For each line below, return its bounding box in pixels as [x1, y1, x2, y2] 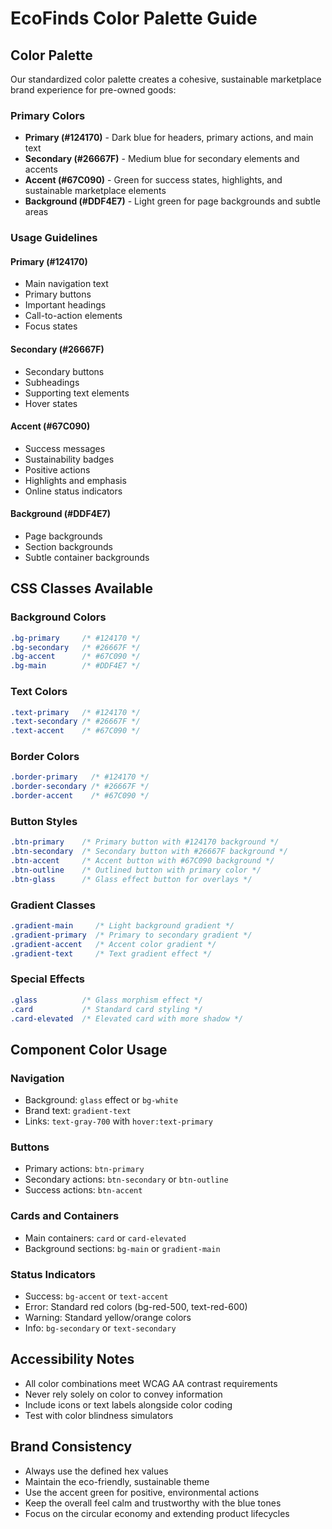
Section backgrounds [24, 541, 113, 553]
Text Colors [10, 685, 68, 699]
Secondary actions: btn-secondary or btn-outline [24, 1173, 229, 1186]
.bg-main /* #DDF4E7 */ [10, 661, 141, 671]
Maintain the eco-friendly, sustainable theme [24, 1475, 210, 1487]
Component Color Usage [10, 1041, 168, 1058]
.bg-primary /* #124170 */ [10, 633, 141, 643]
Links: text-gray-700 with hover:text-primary [24, 1115, 213, 1127]
